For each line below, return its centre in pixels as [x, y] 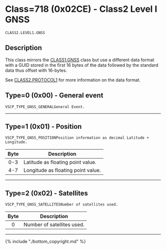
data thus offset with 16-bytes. [36, 70]
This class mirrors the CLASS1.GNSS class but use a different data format [80, 60]
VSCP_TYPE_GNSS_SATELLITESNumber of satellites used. [62, 205]
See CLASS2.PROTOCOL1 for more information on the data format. [73, 80]
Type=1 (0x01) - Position [43, 126]
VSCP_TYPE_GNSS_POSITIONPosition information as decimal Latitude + [77, 138]
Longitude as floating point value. [62, 170]
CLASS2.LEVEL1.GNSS [25, 33]
